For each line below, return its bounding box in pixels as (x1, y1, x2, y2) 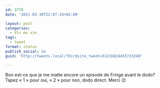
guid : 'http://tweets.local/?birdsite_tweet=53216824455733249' (5, 53, 143, 58)
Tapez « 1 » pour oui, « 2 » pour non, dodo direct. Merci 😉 (5, 77, 126, 83)
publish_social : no (5, 48, 46, 54)
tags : (5, 35, 17, 40)
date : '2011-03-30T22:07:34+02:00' (5, 12, 80, 17)
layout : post (5, 21, 33, 26)
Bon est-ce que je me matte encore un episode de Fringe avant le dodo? (5, 71, 155, 77)
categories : (5, 25, 30, 30)
